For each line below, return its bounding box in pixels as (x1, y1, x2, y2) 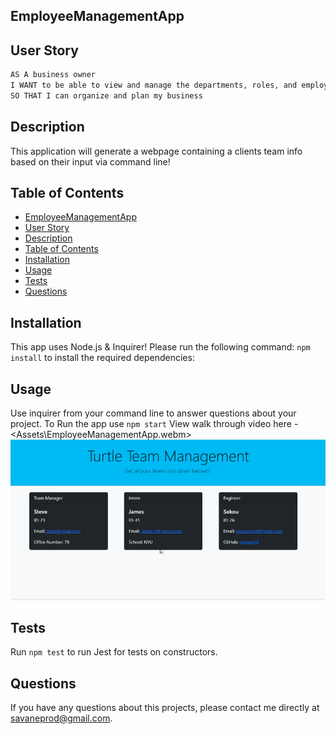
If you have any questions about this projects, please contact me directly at (10, 702, 320, 714)
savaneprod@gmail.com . (10, 712, 113, 724)
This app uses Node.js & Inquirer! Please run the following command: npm (10, 341, 311, 353)
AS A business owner (10, 70, 97, 80)
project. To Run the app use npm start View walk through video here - (10, 418, 299, 430)
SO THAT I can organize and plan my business (10, 90, 203, 101)
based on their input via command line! (10, 155, 171, 168)
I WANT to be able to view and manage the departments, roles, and (10, 80, 298, 91)
